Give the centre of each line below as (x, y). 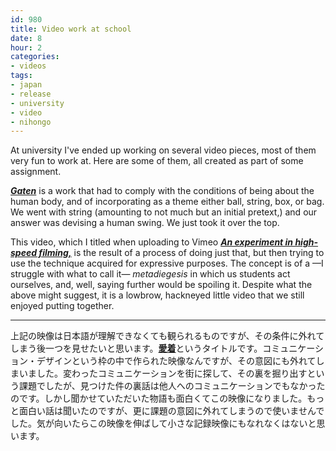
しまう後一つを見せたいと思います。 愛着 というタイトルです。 (136, 348)
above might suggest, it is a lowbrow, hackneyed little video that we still (157, 295)
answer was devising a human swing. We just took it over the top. (145, 223)
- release (31, 94)
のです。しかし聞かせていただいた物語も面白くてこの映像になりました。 (159, 398)
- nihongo (31, 122)
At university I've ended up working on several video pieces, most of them (163, 150)
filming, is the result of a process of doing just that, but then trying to (181, 253)
